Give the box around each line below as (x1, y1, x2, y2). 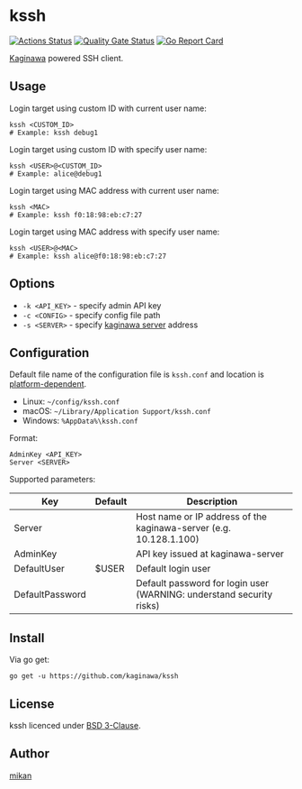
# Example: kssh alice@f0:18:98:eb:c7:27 (9, 252, 167, 261)
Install (9, 630, 45, 646)
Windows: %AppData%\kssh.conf (22, 416, 138, 427)
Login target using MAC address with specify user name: (9, 226, 220, 237)
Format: (9, 433, 39, 444)
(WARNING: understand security (136, 588, 272, 601)
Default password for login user (136, 577, 270, 590)
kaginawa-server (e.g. (136, 522, 231, 535)
